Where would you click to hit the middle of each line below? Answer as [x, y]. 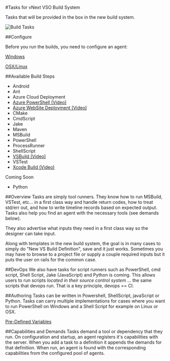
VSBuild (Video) [29, 156]
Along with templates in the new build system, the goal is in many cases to [83, 243]
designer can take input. [31, 234]
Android [21, 86]
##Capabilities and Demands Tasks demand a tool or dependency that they [84, 332]
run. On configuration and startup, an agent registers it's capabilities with [82, 337]
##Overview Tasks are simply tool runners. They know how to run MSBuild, [84, 197]
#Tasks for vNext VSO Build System [43, 7]
